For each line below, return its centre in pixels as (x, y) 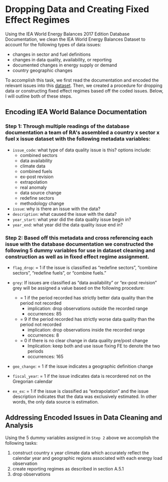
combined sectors (39, 155)
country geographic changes (42, 70)
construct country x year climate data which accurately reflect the (81, 453)
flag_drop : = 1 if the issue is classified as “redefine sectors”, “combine (85, 267)
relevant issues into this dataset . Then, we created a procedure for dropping (84, 85)
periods (35, 351)
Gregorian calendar (32, 381)
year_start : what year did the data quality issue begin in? (72, 219)
